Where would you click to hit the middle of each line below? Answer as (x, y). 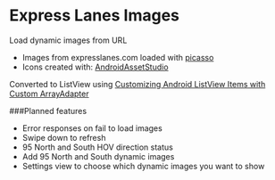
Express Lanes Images (95, 16)
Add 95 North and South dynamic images (98, 156)
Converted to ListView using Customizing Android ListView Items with (137, 84)
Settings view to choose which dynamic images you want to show (143, 166)
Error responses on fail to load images (92, 128)
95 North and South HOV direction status (98, 147)
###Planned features (48, 110)
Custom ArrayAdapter (49, 94)
